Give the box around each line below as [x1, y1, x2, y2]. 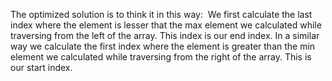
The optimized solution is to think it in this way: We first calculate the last [10, 9, 313, 20]
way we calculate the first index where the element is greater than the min [10, 40, 316, 52]
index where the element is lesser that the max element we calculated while [10, 19, 322, 31]
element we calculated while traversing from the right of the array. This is [10, 51, 312, 63]
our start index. [10, 62, 73, 73]
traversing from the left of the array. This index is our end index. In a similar [10, 30, 320, 41]
